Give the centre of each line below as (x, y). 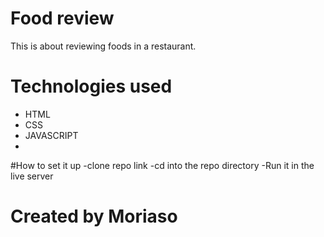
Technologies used (91, 86)
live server (32, 176)
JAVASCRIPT (51, 135)
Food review (62, 18)
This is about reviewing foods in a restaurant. (103, 46)
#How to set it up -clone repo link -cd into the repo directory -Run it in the (162, 165)
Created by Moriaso (94, 216)
